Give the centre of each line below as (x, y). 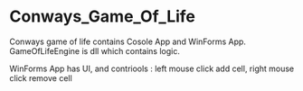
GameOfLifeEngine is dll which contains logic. (95, 50)
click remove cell (41, 77)
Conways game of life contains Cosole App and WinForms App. (128, 41)
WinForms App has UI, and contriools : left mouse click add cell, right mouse (152, 68)
